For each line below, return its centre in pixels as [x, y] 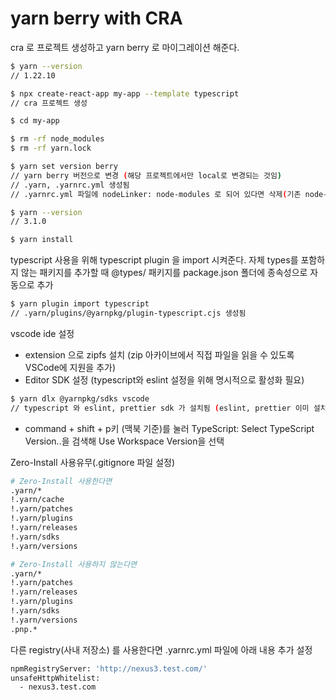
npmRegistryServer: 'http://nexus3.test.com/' [109, 668]
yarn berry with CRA [96, 18]
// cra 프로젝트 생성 [49, 103]
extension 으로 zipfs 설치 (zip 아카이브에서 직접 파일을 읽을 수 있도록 [159, 354]
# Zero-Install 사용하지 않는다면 [74, 564]
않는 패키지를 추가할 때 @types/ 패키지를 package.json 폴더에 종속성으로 [164, 273]
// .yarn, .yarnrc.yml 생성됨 [70, 185]
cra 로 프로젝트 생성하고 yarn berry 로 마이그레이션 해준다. [125, 47]
